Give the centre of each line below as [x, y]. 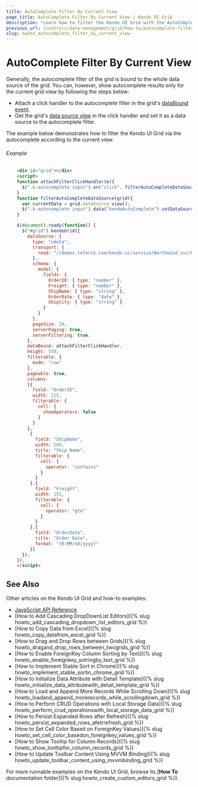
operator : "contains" [72, 467]
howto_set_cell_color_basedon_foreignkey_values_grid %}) [86, 735]
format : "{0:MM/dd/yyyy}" [67, 544]
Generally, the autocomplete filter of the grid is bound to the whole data [93, 79]
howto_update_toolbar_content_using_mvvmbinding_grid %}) [89, 760]
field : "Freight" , [58, 489]
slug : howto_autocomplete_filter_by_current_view [68, 34]
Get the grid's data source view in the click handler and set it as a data [100, 116]
